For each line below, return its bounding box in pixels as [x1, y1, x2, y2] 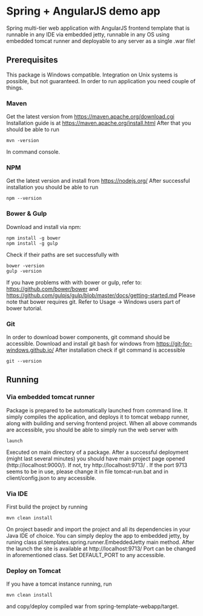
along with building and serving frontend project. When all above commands [6, 419, 197, 426]
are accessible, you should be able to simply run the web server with [6, 426, 178, 433]
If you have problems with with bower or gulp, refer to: [6, 278, 142, 286]
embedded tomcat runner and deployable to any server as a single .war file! [6, 37, 196, 44]
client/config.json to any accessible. [6, 474, 96, 481]
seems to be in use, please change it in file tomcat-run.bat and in [6, 468, 168, 475]
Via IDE [6, 489, 28, 498]
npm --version [6, 196, 42, 202]
